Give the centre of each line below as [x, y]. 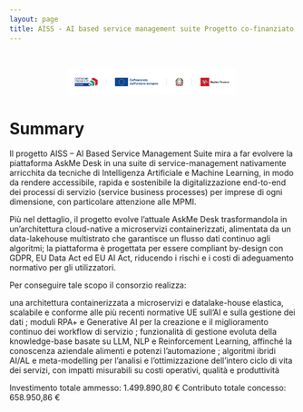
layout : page [34, 19]
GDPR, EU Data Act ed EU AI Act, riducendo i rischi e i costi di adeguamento [151, 258]
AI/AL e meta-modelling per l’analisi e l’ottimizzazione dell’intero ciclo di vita [151, 361]
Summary [47, 128]
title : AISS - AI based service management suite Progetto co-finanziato [152, 29]
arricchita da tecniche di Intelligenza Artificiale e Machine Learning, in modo [151, 173]
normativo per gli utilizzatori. [63, 268]
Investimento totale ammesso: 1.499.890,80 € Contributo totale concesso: [148, 388]
